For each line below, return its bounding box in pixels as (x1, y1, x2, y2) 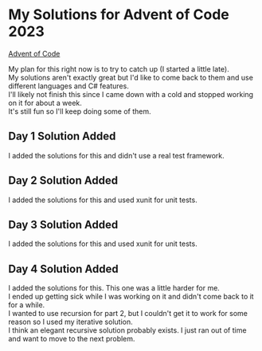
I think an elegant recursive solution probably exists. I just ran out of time (8, 326, 247, 335)
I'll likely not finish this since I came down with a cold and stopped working (8, 89, 253, 99)
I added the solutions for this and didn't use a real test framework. (8, 150, 225, 160)
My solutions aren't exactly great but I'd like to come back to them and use (8, 72, 253, 82)
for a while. (8, 300, 45, 310)
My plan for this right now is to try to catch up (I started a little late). (8, 64, 229, 73)
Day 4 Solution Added (8, 262, 119, 275)
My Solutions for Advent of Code (8, 6, 229, 24)
